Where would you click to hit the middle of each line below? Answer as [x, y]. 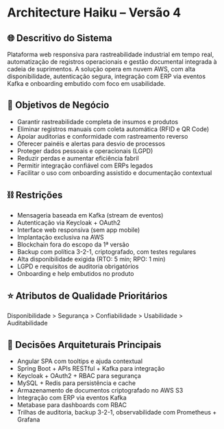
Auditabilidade [27, 323]
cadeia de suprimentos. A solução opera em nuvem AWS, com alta [101, 69]
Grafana [28, 419]
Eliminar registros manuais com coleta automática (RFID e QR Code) [113, 129]
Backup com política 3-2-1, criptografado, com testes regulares [107, 251]
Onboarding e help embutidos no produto [75, 273]
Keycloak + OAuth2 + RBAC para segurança [79, 376]
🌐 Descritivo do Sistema [60, 38]
